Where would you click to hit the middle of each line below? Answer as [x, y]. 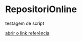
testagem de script [25, 23]
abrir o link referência [27, 33]
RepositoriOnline [41, 9]
